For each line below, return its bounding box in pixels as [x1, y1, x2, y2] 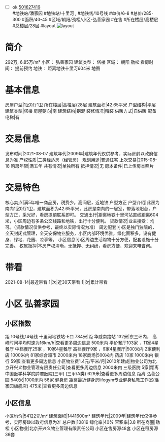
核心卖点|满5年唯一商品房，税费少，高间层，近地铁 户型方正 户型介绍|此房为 [5, 199, 160, 205]
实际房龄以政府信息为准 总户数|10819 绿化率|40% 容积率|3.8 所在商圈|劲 [13, 419, 160, 425]
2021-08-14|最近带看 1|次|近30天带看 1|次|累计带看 [5, 279, 108, 285]
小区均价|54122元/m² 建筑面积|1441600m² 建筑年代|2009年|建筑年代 [5, 413, 144, 419]
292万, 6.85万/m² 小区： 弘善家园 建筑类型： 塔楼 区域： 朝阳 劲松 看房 [5, 59, 149, 65]
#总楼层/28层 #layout [12, 23, 56, 29]
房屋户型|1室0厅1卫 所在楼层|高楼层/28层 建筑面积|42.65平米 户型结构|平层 [5, 101, 156, 108]
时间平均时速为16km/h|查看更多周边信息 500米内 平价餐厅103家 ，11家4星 [9, 340, 159, 346]
